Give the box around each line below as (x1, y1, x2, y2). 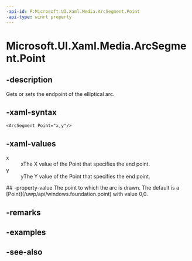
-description (6, 75, 53, 85)
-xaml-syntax (6, 107, 57, 117)
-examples (6, 227, 46, 237)
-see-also (6, 247, 43, 257)
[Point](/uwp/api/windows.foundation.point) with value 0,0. (6, 191, 148, 198)
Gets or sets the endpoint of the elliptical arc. (6, 90, 115, 97)
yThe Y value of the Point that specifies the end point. (20, 173, 150, 180)
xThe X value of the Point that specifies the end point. (20, 160, 150, 167)
